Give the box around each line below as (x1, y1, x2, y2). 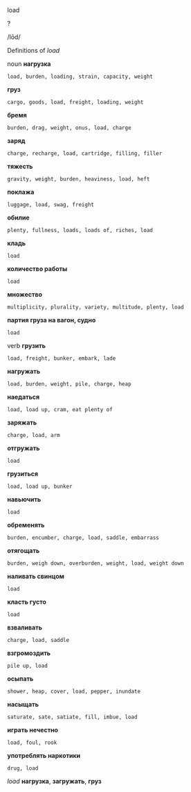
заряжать (7, 418, 37, 427)
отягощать (7, 547, 40, 554)
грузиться (7, 470, 38, 478)
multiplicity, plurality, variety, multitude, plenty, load (7, 304, 185, 311)
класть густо (7, 597, 47, 606)
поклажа (7, 188, 35, 196)
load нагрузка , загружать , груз (7, 777, 102, 785)
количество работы (7, 265, 68, 273)
